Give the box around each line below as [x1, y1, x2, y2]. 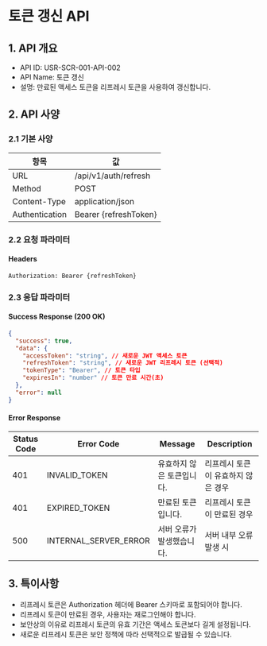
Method [12, 183, 41, 194]
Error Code [77, 438, 120, 449]
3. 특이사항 [8, 577, 60, 590]
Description [207, 438, 253, 449]
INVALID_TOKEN [46, 470, 109, 481]
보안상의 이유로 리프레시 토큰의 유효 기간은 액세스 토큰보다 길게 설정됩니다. [19, 619, 252, 629]
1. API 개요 [8, 41, 58, 55]
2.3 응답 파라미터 [8, 292, 71, 303]
